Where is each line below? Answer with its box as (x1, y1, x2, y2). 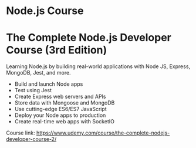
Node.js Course (6, 4, 84, 18)
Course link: (6, 129, 35, 136)
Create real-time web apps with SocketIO (14, 118, 114, 125)
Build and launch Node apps (14, 80, 83, 88)
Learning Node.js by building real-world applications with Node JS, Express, (6, 63, 191, 70)
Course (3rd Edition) (6, 43, 107, 57)
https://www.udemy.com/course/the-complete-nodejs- (36, 129, 170, 136)
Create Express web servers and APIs (14, 93, 106, 100)
